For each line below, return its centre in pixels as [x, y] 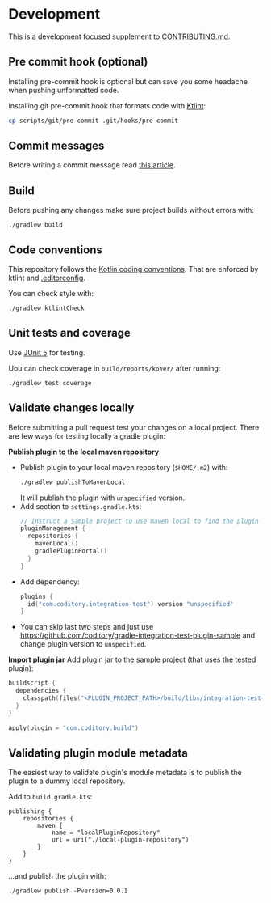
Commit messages [56, 146]
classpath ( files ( [52, 698]
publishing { [30, 812]
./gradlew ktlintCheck [46, 308]
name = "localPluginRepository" [106, 833]
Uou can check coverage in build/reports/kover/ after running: [115, 368]
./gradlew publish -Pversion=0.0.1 [68, 891]
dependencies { [41, 691]
